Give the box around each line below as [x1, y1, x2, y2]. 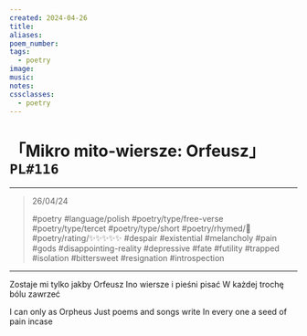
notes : [9, 81, 35, 90]
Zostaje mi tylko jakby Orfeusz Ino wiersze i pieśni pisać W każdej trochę [9, 279, 285, 290]
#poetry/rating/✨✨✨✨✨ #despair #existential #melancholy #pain [31, 233, 277, 244]
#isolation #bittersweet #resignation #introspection [31, 253, 225, 264]
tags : [9, 47, 30, 57]
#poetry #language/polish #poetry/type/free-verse [31, 214, 224, 225]
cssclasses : [9, 89, 55, 99]
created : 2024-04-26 [9, 13, 89, 23]
